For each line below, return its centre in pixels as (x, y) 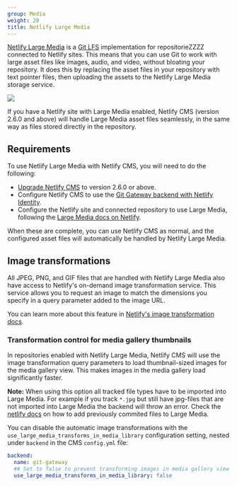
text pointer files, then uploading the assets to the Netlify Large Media (109, 77)
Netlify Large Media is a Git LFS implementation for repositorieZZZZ (106, 47)
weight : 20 (23, 21)
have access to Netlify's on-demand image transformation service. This (112, 285)
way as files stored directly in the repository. (72, 127)
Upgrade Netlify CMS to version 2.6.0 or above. (87, 187)
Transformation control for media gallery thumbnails (99, 340)
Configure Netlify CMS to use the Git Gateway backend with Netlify (115, 195)
